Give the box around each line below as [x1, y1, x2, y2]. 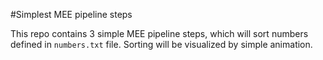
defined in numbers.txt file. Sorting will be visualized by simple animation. [10, 39, 313, 50]
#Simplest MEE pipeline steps [10, 9, 133, 20]
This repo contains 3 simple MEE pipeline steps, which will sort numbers [10, 28, 309, 39]
